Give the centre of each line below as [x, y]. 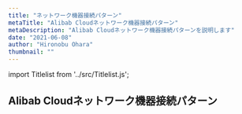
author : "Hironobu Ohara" [50, 45]
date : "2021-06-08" [40, 37]
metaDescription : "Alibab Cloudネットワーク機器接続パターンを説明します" [121, 30]
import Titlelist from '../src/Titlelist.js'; [69, 74]
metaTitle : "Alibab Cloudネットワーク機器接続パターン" [93, 23]
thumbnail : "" [32, 52]
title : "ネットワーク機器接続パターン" [65, 15]
